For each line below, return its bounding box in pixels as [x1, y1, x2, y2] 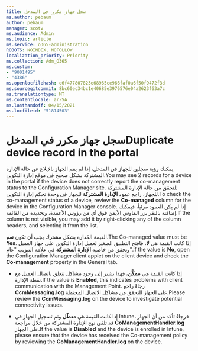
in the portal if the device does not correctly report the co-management [6, 178, 180, 185]
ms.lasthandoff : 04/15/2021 [6, 102, 76, 108]
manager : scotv [6, 25, 44, 31]
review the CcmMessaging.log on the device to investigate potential [14, 295, 182, 302]
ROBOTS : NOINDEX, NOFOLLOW [6, 47, 73, 53]
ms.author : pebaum [6, 14, 51, 20]
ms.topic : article [6, 36, 51, 42]
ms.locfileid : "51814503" [6, 108, 70, 114]
